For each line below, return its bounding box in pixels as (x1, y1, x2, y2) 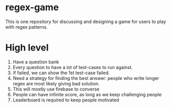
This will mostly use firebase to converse (12, 86, 100, 92)
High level (5, 42, 49, 54)
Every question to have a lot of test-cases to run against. (12, 64, 133, 70)
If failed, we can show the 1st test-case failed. (12, 70, 110, 76)
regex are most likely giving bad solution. (12, 80, 100, 87)
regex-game (5, 2, 59, 13)
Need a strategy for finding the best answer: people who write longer (12, 75, 159, 81)
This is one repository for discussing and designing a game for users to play (5, 18, 166, 25)
